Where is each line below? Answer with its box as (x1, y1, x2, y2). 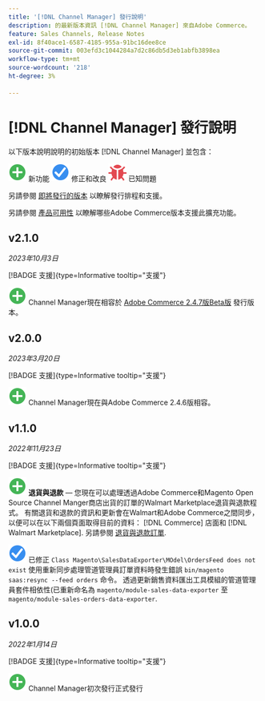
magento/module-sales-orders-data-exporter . (8, 594, 158, 603)
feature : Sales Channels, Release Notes (8, 30, 146, 38)
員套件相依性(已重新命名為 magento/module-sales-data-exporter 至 (8, 585, 228, 594)
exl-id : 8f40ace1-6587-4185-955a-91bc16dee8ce (8, 38, 167, 46)
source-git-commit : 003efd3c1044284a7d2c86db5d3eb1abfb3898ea (8, 46, 220, 55)
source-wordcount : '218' (8, 64, 91, 72)
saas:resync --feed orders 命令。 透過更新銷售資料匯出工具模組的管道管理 (8, 575, 256, 584)
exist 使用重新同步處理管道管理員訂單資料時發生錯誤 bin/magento (8, 565, 224, 574)
